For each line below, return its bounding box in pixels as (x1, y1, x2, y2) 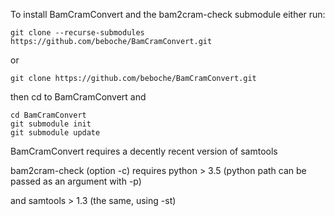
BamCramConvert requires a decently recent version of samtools (10, 145, 278, 157)
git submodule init (10, 119, 92, 129)
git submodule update (10, 128, 101, 138)
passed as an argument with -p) (10, 175, 142, 187)
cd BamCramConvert (10, 110, 87, 120)
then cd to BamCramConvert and (10, 91, 147, 103)
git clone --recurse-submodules (10, 28, 145, 38)
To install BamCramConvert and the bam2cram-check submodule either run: (10, 9, 326, 20)
